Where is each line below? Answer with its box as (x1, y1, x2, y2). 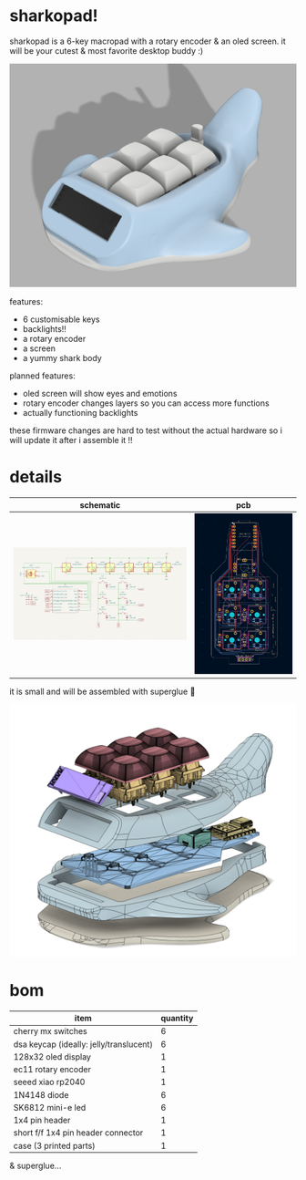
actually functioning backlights (22, 408, 138, 419)
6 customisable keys (22, 314, 100, 325)
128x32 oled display (13, 1051, 91, 1062)
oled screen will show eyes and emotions (22, 388, 178, 399)
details (9, 467, 62, 488)
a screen (22, 343, 56, 354)
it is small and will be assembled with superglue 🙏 (9, 686, 196, 697)
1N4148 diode (13, 1089, 69, 1100)
